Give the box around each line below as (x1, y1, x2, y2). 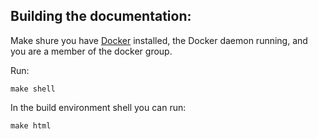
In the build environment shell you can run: (10, 101, 187, 113)
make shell (10, 84, 56, 94)
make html (10, 120, 52, 131)
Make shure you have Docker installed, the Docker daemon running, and (10, 34, 308, 46)
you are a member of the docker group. (10, 45, 173, 57)
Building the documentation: (10, 8, 192, 25)
